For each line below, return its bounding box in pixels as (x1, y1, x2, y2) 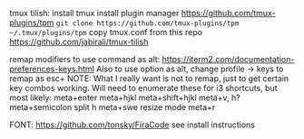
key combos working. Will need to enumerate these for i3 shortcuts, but (9, 83, 278, 93)
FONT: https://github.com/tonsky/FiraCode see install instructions (9, 119, 256, 130)
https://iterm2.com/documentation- (162, 54, 295, 64)
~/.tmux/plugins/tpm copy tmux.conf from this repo (9, 27, 202, 37)
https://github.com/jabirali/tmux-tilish (9, 36, 149, 47)
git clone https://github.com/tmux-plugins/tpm (55, 19, 240, 28)
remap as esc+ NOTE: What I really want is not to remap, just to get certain (9, 73, 289, 84)
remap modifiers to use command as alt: (9, 54, 161, 64)
